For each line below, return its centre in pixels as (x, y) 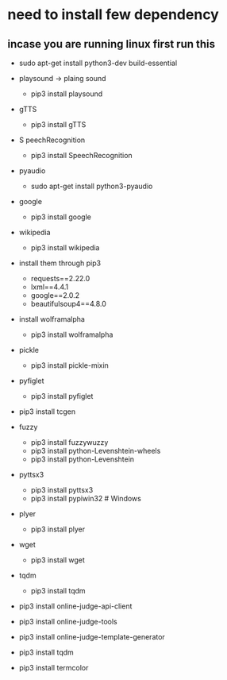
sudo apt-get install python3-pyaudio (92, 186)
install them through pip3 (60, 263)
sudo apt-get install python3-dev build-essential (98, 63)
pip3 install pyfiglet (62, 396)
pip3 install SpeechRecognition (81, 155)
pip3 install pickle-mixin (69, 365)
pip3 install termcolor (54, 668)
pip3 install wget (58, 560)
